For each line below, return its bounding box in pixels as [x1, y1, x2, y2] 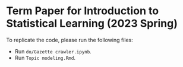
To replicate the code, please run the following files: [6, 36, 134, 43]
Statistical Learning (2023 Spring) [6, 17, 178, 30]
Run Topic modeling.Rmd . [14, 54, 76, 61]
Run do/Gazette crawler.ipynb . [14, 47, 92, 55]
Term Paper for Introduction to [6, 4, 159, 18]
